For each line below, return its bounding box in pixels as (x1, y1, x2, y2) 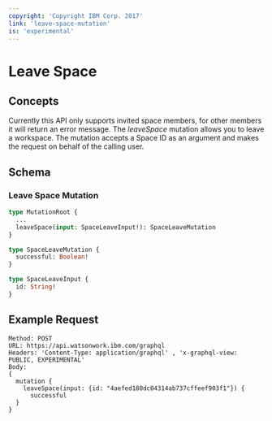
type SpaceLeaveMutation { (8, 245, 100, 254)
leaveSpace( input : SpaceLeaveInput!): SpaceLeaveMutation (15, 223, 217, 232)
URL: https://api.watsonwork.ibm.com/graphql (8, 341, 165, 349)
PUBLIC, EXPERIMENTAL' (8, 355, 85, 364)
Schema (8, 165, 51, 179)
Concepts (8, 94, 59, 108)
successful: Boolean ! (15, 253, 89, 261)
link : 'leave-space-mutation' (8, 20, 111, 28)
